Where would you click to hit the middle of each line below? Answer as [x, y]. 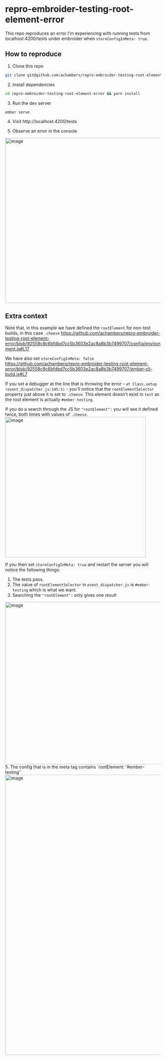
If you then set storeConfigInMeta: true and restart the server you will [77, 565]
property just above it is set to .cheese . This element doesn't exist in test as [82, 395]
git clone [15, 75]
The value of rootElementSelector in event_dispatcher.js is [73, 585]
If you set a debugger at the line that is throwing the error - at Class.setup [81, 384]
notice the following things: [33, 570]
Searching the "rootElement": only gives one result [64, 595]
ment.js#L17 [17, 349]
